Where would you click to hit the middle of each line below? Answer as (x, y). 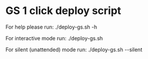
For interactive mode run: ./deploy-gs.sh (54, 38)
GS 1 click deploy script (63, 11)
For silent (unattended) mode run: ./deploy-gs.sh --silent (74, 49)
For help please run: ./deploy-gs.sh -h (51, 27)
